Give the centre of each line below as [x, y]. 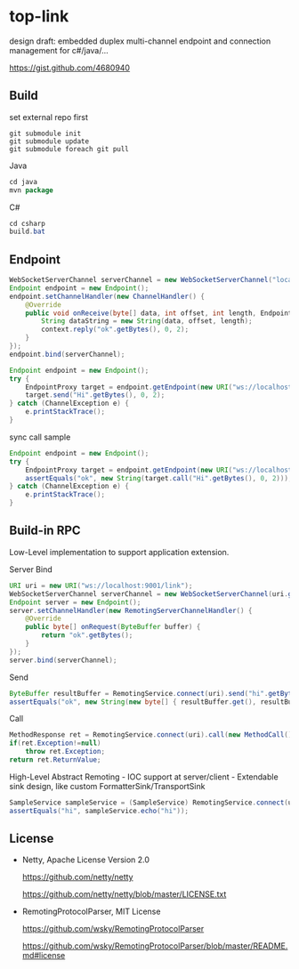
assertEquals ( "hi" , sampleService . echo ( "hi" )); [99, 811]
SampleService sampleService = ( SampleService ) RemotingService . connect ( [149, 803]
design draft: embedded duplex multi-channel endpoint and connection [140, 41]
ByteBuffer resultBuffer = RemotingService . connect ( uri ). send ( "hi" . [139, 693]
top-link [39, 16]
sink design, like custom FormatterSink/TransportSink [107, 786]
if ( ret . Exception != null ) [55, 743]
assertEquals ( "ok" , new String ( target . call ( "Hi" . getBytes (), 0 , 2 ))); [159, 478]
